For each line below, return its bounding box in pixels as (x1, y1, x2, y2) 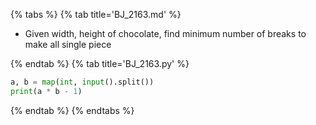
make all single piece (24, 39, 112, 50)
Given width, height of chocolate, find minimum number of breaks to (24, 28, 307, 39)
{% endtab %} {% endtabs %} (10, 104, 135, 116)
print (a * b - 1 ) (10, 86, 83, 96)
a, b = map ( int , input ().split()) (10, 77, 155, 87)
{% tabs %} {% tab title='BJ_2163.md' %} (10, 9, 182, 20)
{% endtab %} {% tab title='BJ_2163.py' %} (10, 58, 190, 69)
